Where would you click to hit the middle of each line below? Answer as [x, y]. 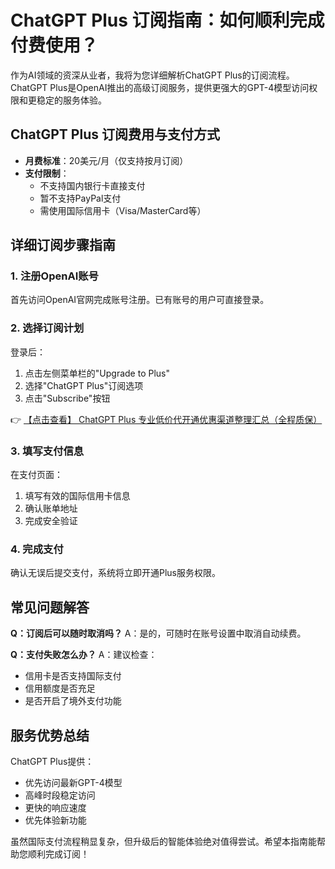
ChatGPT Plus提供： [52, 761]
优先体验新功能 [55, 820]
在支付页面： [36, 475]
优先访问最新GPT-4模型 [73, 782]
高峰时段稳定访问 [60, 795]
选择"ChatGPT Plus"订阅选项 [84, 385]
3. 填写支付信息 [47, 451]
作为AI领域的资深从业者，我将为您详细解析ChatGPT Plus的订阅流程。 [152, 75]
